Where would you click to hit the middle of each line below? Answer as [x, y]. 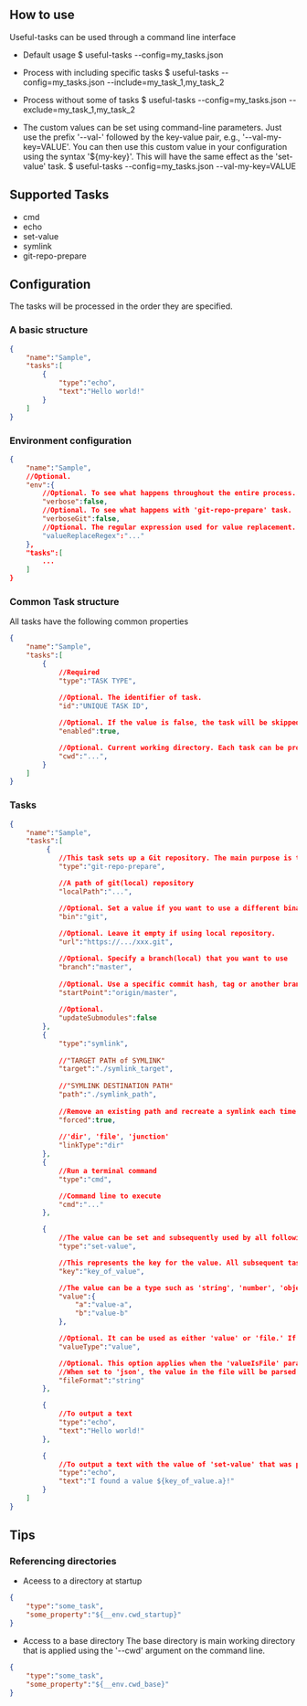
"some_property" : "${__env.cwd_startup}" [104, 1615]
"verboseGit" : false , [81, 519]
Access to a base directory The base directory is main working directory [159, 1640]
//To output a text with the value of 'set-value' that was [175, 1464]
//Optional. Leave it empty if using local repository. [167, 934]
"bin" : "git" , [83, 917]
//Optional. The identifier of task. [130, 698]
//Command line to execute [110, 1196]
